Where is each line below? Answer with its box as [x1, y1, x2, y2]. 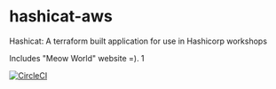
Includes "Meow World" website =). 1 [9, 53, 145, 63]
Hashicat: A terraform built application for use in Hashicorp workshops [9, 36, 268, 46]
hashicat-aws [9, 6, 114, 27]
